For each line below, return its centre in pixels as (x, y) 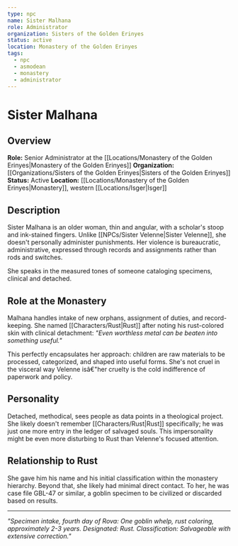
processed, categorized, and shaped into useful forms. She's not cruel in (114, 362)
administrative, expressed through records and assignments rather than (112, 250)
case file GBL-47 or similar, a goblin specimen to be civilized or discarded (114, 493)
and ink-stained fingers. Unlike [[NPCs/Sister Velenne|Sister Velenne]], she (117, 235)
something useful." (35, 340)
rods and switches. (35, 257)
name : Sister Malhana (39, 21)
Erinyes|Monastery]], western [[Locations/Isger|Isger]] (87, 188)
